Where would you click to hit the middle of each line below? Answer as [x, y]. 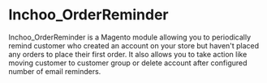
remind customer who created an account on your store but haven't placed [134, 45]
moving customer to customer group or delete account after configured [128, 63]
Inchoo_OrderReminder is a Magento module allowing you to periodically [130, 37]
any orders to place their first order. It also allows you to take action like [128, 54]
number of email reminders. [55, 71]
